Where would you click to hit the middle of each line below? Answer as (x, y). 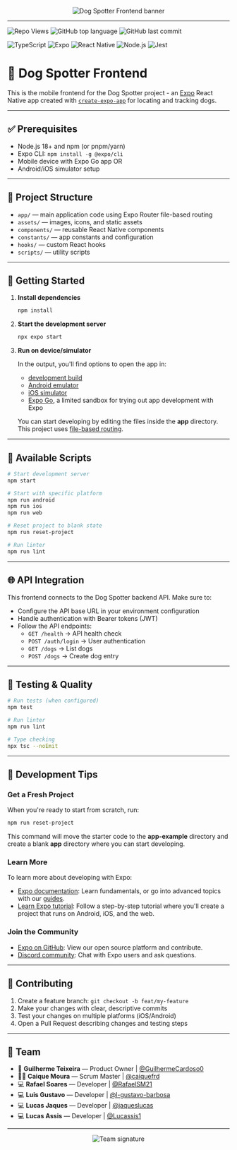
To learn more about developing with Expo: (70, 878)
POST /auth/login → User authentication (87, 641)
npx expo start (40, 337)
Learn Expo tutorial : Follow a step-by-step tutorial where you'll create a (121, 906)
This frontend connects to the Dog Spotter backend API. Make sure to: (110, 597)
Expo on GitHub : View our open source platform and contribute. (110, 947)
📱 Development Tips (53, 774)
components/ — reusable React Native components (91, 229)
